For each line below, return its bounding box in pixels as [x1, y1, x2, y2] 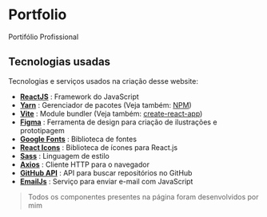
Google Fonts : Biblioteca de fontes [19, 134, 137, 144]
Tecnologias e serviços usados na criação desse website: [8, 76, 198, 85]
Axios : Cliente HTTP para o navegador [19, 160, 150, 169]
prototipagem [19, 125, 66, 135]
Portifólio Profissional [8, 32, 79, 41]
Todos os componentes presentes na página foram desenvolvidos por [27, 191, 259, 201]
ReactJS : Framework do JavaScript [19, 92, 140, 101]
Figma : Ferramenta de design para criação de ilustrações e [19, 117, 217, 127]
